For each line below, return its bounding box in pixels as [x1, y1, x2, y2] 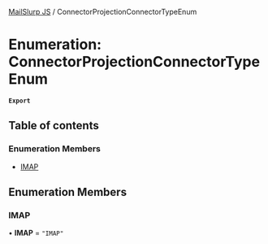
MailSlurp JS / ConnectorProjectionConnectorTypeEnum [8, 7, 197, 16]
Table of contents [8, 119, 99, 133]
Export [8, 97, 31, 105]
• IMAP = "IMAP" [8, 228, 64, 238]
